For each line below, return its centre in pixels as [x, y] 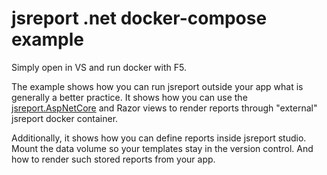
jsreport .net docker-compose [139, 18]
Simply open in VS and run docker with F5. [99, 67]
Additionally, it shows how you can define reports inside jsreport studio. [159, 138]
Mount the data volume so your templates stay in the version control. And [162, 148]
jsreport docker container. [65, 118]
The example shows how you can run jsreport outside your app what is [157, 86]
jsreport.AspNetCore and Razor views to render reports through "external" [164, 108]
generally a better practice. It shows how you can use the [129, 97]
